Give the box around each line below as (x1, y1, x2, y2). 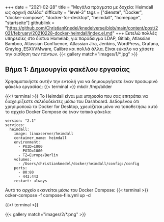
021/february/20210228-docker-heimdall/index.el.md (5, 30, 113, 36)
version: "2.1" (5, 118, 36, 123)
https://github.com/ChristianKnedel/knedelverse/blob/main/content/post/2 (7, 25, 158, 31)
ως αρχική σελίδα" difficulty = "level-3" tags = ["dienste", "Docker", (5, 9, 143, 15)
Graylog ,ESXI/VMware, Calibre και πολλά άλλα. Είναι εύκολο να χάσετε (5, 46, 154, 52)
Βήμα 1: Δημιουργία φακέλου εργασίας (5, 65, 130, 74)
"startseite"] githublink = (5, 20, 55, 26)
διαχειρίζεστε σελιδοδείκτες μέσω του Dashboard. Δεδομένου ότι (5, 98, 139, 104)
